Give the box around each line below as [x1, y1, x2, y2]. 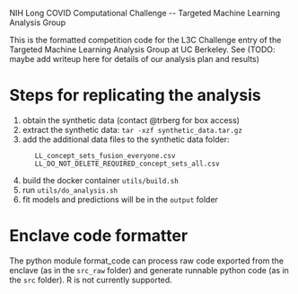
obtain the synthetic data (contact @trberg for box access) [22, 114, 241, 125]
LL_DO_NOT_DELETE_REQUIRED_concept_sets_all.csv [34, 159, 220, 168]
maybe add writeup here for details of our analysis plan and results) [9, 54, 260, 64]
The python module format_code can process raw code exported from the [9, 255, 285, 266]
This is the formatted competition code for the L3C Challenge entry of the [9, 35, 282, 45]
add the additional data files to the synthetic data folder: [22, 134, 230, 145]
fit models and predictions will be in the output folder [22, 193, 218, 205]
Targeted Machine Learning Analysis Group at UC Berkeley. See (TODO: [9, 44, 276, 55]
